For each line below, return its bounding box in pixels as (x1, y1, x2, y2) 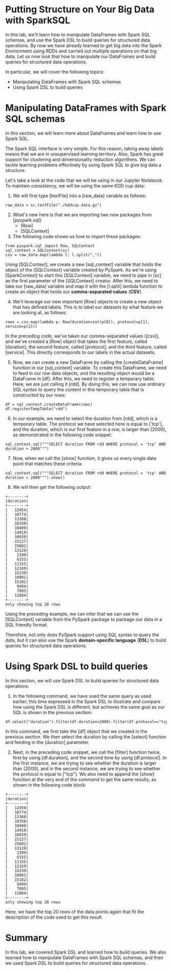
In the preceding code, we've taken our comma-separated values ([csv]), (5, 333, 160, 339)
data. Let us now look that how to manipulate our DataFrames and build (5, 53, 156, 60)
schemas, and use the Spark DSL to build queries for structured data (5, 37, 150, 43)
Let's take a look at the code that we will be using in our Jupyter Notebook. (5, 177, 164, 183)
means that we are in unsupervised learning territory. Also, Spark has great (5, 150, 164, 157)
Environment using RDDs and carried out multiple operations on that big (5, 48, 157, 54)
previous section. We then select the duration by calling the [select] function (5, 733, 166, 740)
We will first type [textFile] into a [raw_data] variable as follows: (12, 193, 147, 199)
